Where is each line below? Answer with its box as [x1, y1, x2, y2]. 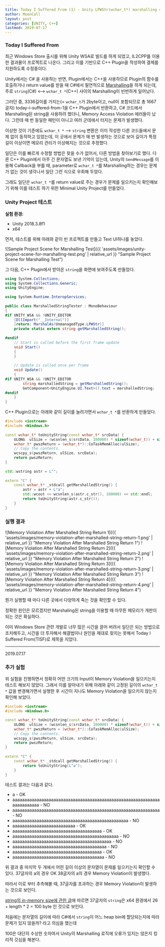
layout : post [5, 16, 32, 21]
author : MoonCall [5, 12, 41, 17]
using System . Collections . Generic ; [5, 281, 78, 286]
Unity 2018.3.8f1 [12, 220, 45, 226]
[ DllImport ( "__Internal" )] [14, 317, 69, 322]
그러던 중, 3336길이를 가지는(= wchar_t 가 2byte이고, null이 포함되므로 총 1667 [5, 99, 157, 105]
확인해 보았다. [5, 694, 32, 700]
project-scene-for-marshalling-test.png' [5, 251, 86, 257]
